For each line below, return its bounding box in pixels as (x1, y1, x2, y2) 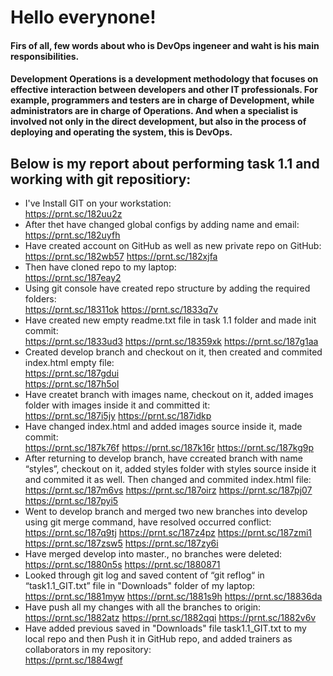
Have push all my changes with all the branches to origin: (24, 601, 262, 613)
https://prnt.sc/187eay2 (24, 272, 122, 284)
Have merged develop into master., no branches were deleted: (24, 548, 283, 560)
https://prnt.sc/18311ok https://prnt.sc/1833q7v (24, 304, 219, 316)
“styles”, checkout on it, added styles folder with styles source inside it (24, 463, 317, 475)
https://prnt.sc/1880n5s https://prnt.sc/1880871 (24, 559, 221, 571)
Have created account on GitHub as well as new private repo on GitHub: (24, 240, 322, 252)
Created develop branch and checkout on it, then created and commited (24, 346, 323, 358)
